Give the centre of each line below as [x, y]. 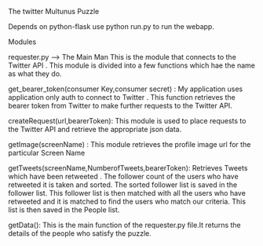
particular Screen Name [47, 153]
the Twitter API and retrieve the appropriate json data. [95, 129]
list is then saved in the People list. [64, 210]
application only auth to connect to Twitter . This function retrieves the [122, 97]
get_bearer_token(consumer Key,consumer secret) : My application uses [126, 89]
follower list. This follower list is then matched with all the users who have [127, 193]
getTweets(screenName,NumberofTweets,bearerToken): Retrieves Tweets [128, 168]
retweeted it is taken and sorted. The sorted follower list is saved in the [123, 185]
